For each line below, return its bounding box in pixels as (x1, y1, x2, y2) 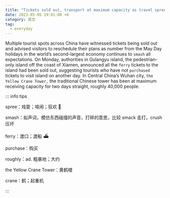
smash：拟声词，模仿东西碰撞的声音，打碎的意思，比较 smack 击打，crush (5, 115, 162, 121)
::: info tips (5, 93, 27, 100)
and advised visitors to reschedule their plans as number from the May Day (5, 46, 162, 52)
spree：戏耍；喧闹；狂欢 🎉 (5, 104, 62, 110)
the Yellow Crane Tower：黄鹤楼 (5, 167, 73, 173)
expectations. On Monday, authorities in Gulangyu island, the (5, 56, 133, 62)
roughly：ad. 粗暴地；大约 (5, 156, 60, 162)
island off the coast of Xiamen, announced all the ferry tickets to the (15, 62, 158, 68)
